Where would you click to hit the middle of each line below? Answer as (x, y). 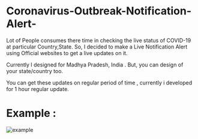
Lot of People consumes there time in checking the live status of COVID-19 (99, 40)
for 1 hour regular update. (37, 89)
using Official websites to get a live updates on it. (67, 53)
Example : (31, 114)
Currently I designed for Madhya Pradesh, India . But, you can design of (95, 65)
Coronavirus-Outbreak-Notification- (99, 11)
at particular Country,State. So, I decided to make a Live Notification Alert (97, 47)
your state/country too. (35, 71)
